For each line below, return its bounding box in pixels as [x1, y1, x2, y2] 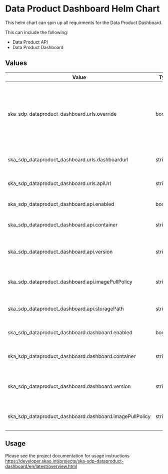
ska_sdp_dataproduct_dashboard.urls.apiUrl [7, 180, 111, 187]
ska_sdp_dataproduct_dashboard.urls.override [7, 110, 117, 117]
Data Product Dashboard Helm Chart [5, 3, 160, 15]
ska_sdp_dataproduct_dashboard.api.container [7, 221, 118, 228]
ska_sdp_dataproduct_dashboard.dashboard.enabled [7, 329, 132, 336]
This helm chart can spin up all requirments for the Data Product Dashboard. [5, 20, 162, 26]
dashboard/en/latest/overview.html [5, 463, 77, 469]
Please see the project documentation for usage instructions [5, 452, 130, 458]
